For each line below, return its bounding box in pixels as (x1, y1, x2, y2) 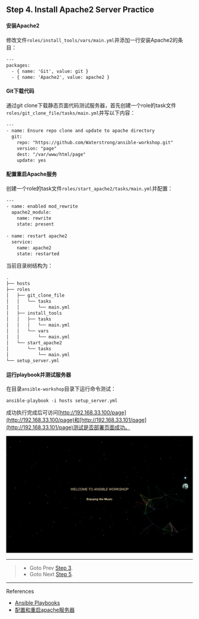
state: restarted (17, 251, 60, 257)
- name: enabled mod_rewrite (6, 204, 78, 209)
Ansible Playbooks (14, 599, 60, 607)
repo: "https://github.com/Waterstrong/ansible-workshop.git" (17, 139, 174, 145)
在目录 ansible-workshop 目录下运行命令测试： (6, 385, 117, 392)
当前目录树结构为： (6, 262, 53, 269)
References (6, 588, 34, 595)
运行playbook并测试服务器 (6, 371, 72, 378)
